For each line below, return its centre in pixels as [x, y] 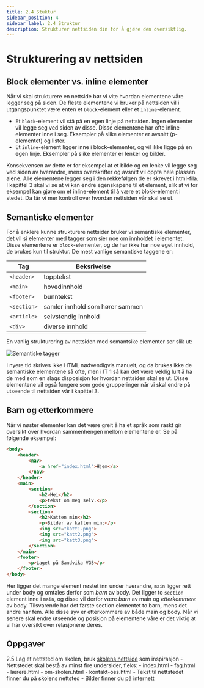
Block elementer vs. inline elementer [77, 82]
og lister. [55, 141]
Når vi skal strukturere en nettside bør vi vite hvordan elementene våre [95, 97]
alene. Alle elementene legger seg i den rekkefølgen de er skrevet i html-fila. [102, 178]
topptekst [57, 277]
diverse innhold [66, 326]
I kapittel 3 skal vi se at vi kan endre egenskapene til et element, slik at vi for [102, 185]
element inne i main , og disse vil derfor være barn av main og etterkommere [101, 599]
